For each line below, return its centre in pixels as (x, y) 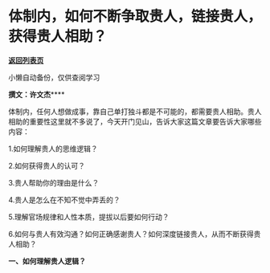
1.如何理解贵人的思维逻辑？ (53, 149)
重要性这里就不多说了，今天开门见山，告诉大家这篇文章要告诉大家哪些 (145, 121)
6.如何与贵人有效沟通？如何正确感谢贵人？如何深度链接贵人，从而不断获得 (131, 234)
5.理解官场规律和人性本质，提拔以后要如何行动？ (89, 217)
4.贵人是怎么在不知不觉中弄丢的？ (64, 200)
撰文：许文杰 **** (37, 94)
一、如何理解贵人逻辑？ (47, 261)
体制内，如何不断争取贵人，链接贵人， (135, 16)
